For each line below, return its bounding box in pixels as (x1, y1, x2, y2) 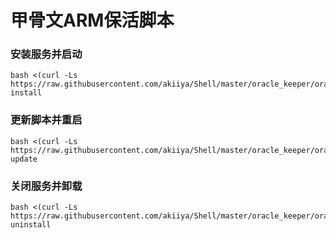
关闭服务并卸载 (10, 179, 83, 193)
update (10, 154, 38, 164)
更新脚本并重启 (10, 113, 83, 127)
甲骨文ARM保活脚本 (10, 9, 175, 32)
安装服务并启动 (10, 47, 83, 61)
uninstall (10, 220, 52, 230)
